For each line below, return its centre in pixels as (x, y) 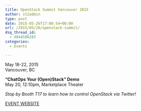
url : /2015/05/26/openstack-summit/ (42, 28)
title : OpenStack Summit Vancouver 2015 (47, 10)
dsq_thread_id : (21, 32)
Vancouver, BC (20, 70)
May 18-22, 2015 (22, 64)
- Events (18, 46)
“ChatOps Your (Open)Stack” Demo (42, 79)
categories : (17, 42)
